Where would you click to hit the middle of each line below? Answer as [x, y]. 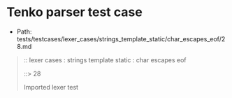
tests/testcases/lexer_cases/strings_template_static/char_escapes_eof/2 [121, 38]
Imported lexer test [51, 87]
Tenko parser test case [74, 12]
